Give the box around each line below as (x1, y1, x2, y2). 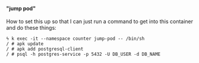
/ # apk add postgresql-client (6, 46, 84, 52)
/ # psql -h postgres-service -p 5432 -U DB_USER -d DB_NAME (6, 51, 161, 58)
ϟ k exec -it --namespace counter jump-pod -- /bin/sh (6, 36, 145, 42)
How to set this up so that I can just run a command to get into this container (6, 18, 194, 25)
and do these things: (6, 24, 56, 31)
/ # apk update (6, 41, 44, 47)
